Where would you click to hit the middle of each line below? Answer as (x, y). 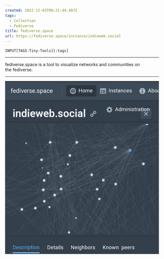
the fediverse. (19, 70)
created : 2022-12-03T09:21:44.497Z (41, 10)
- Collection (23, 21)
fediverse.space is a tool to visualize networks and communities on (72, 64)
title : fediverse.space (29, 31)
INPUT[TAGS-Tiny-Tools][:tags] (37, 51)
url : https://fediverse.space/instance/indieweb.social (63, 36)
